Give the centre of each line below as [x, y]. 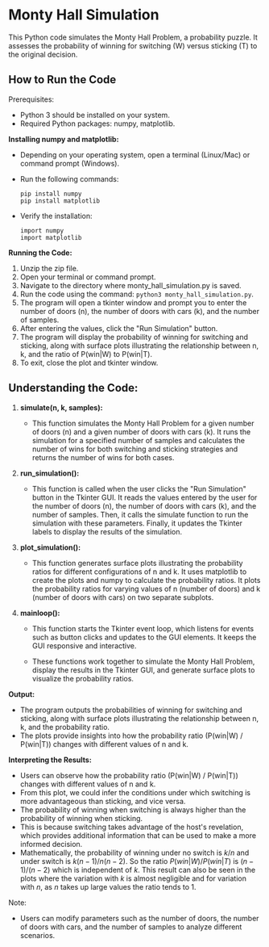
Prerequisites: [31, 99]
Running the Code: [40, 253]
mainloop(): [40, 613]
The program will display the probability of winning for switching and [134, 337]
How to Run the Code [62, 80]
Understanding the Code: [73, 388]
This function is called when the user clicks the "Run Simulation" [139, 488]
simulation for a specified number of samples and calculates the [139, 440]
